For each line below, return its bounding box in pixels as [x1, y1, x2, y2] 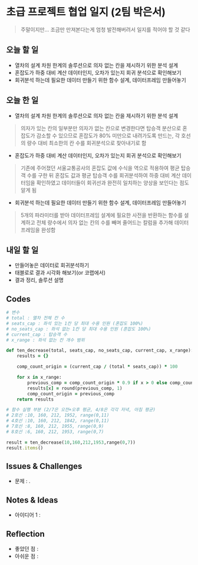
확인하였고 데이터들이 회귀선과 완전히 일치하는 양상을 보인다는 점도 [36, 179, 190, 186]
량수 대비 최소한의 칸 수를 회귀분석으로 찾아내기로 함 [27, 139, 147, 146]
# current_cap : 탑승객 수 [6, 331, 68, 338]
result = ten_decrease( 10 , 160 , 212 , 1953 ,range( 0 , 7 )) [6, 440, 136, 445]
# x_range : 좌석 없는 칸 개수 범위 [6, 337, 85, 343]
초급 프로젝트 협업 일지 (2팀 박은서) [6, 5, 166, 19]
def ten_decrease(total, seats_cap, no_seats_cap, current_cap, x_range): [6, 348, 194, 353]
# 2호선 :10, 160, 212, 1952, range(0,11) [6, 412, 110, 418]
